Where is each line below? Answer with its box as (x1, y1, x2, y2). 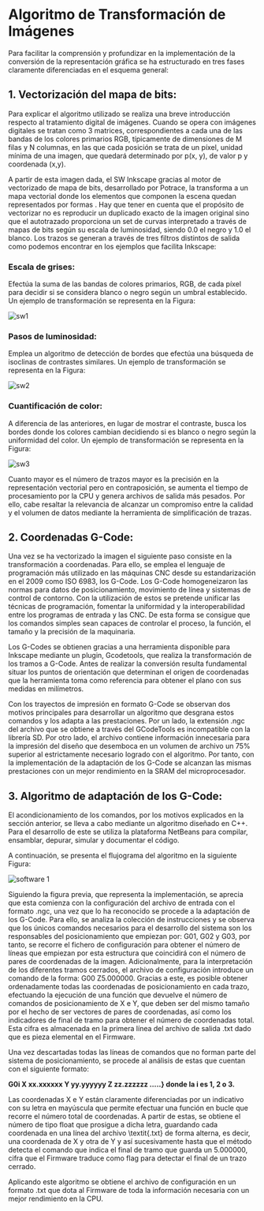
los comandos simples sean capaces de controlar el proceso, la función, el (8, 619, 251, 628)
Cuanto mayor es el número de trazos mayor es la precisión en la (8, 474, 219, 484)
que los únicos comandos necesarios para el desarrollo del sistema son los (8, 923, 252, 933)
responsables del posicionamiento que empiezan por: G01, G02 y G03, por (8, 932, 251, 941)
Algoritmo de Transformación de (8, 6, 226, 24)
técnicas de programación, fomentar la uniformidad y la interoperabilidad (8, 602, 246, 611)
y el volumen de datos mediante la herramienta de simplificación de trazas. (8, 507, 252, 518)
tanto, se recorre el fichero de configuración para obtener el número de (8, 940, 240, 950)
